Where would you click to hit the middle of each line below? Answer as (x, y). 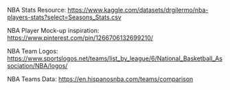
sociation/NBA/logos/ (37, 66)
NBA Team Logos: (33, 51)
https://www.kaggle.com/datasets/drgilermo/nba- (138, 10)
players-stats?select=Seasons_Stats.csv (64, 17)
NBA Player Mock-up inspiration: (53, 31)
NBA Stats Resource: (37, 10)
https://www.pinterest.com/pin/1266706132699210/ (80, 38)
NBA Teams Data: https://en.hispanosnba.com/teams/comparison (100, 79)
